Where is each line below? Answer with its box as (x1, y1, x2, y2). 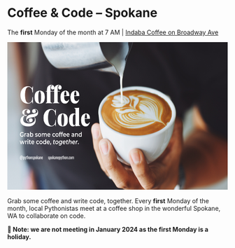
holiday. (7, 233, 31, 241)
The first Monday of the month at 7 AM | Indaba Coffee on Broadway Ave (7, 28, 219, 36)
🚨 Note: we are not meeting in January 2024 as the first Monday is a (7, 226, 208, 234)
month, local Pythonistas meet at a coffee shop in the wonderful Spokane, (7, 205, 221, 213)
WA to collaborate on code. (7, 212, 86, 220)
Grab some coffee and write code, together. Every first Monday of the (7, 197, 210, 205)
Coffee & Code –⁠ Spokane (7, 5, 158, 21)
